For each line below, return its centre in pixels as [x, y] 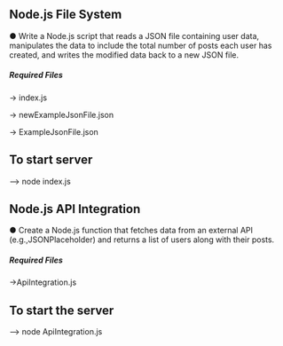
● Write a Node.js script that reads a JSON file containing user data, [134, 35]
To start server [51, 160]
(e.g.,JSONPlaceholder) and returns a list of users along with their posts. [142, 240]
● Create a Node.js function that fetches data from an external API [131, 231]
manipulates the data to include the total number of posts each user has [141, 45]
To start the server [62, 310]
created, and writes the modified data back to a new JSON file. [124, 55]
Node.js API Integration [75, 209]
